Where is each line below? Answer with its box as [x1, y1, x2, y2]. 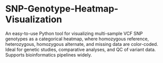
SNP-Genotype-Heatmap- [5, 3, 119, 15]
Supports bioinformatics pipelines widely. [5, 51, 92, 58]
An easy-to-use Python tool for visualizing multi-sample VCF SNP [5, 30, 143, 36]
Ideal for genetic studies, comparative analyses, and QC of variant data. [5, 46, 156, 52]
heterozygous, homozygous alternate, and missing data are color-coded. [5, 41, 158, 47]
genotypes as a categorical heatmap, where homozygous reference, [5, 36, 149, 42]
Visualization [5, 14, 62, 25]
